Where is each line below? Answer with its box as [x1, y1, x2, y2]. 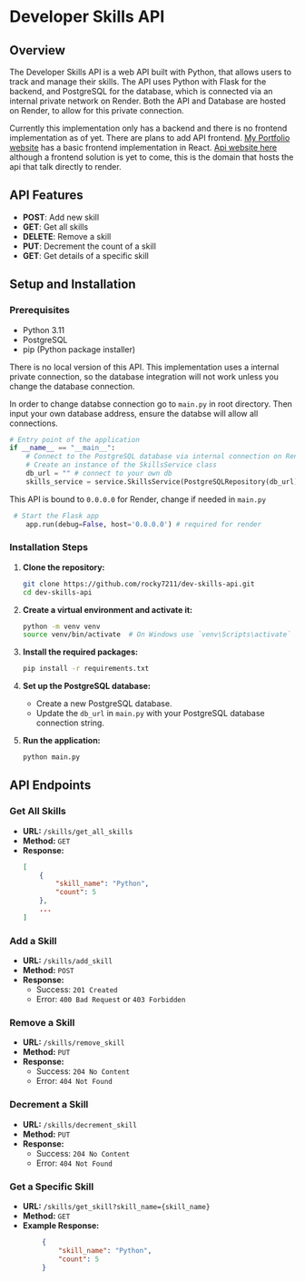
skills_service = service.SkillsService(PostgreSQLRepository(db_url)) [25, 477, 302, 487]
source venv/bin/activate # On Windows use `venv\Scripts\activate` [22, 630, 292, 639]
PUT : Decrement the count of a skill [22, 241, 157, 251]
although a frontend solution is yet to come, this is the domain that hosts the [9, 152, 294, 163]
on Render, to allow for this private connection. [9, 105, 184, 115]
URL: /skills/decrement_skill [22, 1118, 138, 1129]
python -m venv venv [22, 622, 101, 631]
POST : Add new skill [22, 212, 100, 222]
